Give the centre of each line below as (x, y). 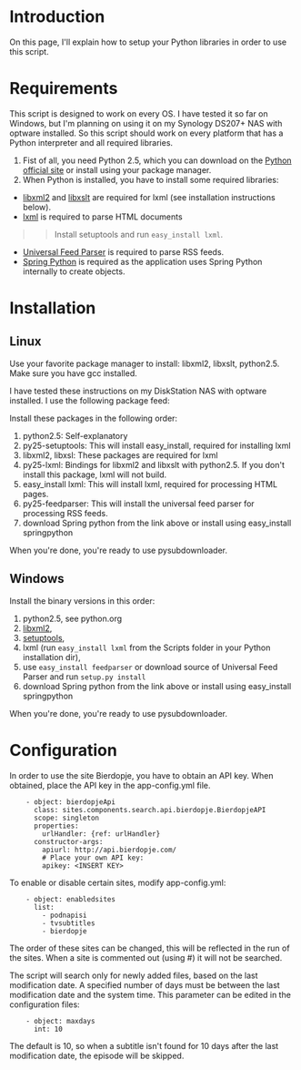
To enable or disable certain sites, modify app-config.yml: (118, 882)
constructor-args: (68, 841)
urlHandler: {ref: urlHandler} (101, 834)
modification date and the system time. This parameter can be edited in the (150, 994)
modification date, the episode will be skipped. (97, 1055)
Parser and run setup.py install (84, 677)
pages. (35, 494)
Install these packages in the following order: (94, 418)
